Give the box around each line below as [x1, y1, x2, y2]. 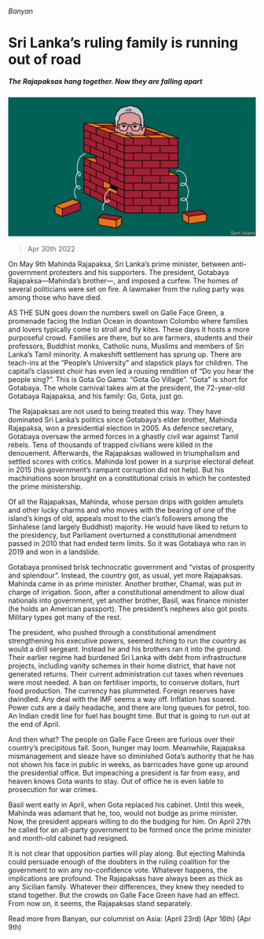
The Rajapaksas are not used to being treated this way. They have [8, 407, 222, 416]
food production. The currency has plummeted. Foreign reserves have [8, 686, 236, 695]
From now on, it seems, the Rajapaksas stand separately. [8, 899, 192, 908]
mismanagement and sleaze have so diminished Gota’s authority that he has [8, 751, 255, 761]
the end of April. [8, 720, 60, 729]
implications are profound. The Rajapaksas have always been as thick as [8, 874, 244, 883]
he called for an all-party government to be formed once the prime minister [8, 825, 251, 834]
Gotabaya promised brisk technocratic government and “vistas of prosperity [8, 563, 255, 572]
